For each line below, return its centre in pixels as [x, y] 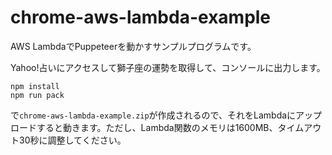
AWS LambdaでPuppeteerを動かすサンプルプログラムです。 [133, 46]
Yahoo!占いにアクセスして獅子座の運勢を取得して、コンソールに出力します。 [168, 67]
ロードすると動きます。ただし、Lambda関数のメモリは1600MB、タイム [157, 127]
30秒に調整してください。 [72, 140]
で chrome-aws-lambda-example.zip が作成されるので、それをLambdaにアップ [166, 115]
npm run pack [37, 95]
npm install [35, 86]
